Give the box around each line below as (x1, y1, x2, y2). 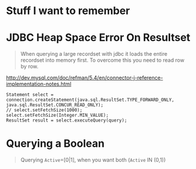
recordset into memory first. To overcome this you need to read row (20, 57, 185, 64)
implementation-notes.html (6, 80, 72, 87)
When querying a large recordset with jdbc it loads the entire (20, 50, 168, 58)
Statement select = (6, 92, 54, 98)
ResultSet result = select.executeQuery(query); (6, 117, 127, 124)
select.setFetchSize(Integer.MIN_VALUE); (6, 113, 109, 119)
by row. (20, 63, 39, 70)
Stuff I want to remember (6, 4, 130, 18)
